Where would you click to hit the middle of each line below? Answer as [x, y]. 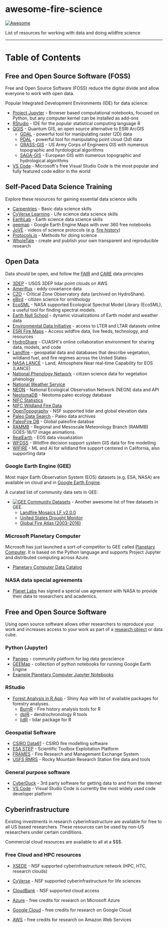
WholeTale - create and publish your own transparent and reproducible [85, 240]
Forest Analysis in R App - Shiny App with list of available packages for [85, 698]
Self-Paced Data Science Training [59, 187]
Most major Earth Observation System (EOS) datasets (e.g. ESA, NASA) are [82, 477]
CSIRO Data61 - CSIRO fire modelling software [60, 743]
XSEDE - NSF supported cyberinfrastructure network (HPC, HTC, [79, 865]
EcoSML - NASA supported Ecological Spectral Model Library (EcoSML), [87, 304]
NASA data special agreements [44, 580]
